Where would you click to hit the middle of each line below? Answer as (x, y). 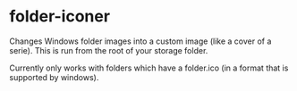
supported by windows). (54, 77)
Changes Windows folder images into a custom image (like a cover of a (140, 41)
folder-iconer (59, 17)
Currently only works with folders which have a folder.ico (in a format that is (149, 68)
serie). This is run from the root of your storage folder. (109, 50)
